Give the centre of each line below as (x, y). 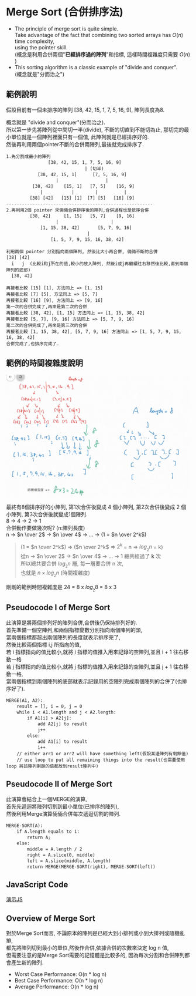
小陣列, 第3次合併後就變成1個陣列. (47, 514)
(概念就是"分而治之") (39, 74)
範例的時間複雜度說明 (44, 363)
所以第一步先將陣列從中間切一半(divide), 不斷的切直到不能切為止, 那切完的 (95, 129)
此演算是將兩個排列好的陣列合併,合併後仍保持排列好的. (72, 622)
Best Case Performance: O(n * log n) (59, 981)
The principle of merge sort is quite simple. (66, 28)
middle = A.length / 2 (55, 849)
